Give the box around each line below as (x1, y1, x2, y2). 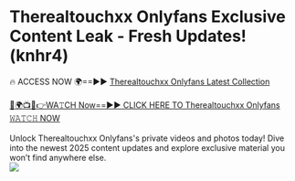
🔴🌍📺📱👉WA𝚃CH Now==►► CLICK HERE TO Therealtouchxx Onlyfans (9, 99, 280, 111)
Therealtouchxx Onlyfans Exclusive (9, 6, 286, 27)
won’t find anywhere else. (9, 152, 107, 163)
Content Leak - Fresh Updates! (9, 26, 247, 47)
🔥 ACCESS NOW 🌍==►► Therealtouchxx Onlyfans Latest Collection (9, 76, 270, 87)
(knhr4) (9, 46, 69, 66)
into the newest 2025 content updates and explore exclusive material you (9, 142, 286, 153)
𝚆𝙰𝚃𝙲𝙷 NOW (9, 112, 61, 123)
